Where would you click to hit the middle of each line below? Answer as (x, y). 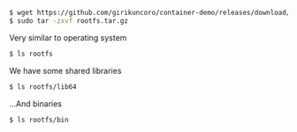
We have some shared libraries (65, 70)
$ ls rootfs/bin (39, 120)
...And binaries (35, 103)
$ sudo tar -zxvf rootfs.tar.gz (69, 21)
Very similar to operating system (68, 37)
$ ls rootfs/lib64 (43, 87)
